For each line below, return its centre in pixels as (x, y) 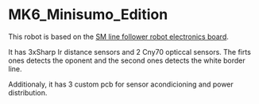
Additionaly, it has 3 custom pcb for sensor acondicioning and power (121, 84)
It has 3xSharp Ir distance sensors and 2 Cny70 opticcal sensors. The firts (130, 52)
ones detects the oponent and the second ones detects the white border (127, 60)
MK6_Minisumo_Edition (88, 15)
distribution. (28, 92)
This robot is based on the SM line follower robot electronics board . (118, 37)
